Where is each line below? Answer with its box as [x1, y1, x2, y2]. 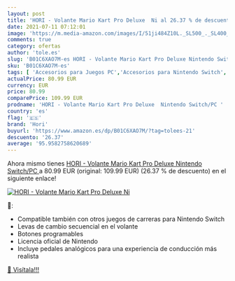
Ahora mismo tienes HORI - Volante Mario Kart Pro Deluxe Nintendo [7, 159, 203, 168]
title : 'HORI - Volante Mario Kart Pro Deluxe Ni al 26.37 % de [7, 17, 201, 24]
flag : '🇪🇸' [7, 114, 42, 121]
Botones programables [17, 230, 84, 238]
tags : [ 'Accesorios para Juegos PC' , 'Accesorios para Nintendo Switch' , [7, 69, 227, 75]
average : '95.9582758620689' [7, 140, 92, 147]
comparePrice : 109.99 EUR [7, 95, 83, 102]
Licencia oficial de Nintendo [17, 237, 98, 245]
